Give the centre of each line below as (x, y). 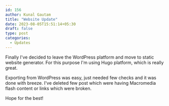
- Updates (20, 43)
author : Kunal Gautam (28, 15)
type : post (17, 33)
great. (11, 68)
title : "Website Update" (31, 19)
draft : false (19, 29)
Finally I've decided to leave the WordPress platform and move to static (80, 57)
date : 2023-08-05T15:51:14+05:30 (41, 24)
